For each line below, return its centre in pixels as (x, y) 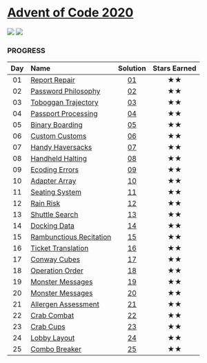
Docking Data (52, 226)
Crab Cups (48, 327)
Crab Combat (52, 315)
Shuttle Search (55, 215)
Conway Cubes (56, 259)
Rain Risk (46, 204)
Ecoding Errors (55, 170)
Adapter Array (53, 181)
